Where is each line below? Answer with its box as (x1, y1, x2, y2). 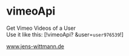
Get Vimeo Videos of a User (6, 24, 76, 32)
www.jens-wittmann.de (6, 43, 65, 50)
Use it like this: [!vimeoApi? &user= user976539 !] (6, 30, 124, 38)
